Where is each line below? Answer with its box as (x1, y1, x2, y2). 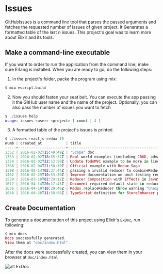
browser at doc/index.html (5, 254, 58, 260)
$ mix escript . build (5, 85, 47, 90)
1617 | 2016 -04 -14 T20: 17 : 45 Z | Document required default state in (5, 181, 145, 187)
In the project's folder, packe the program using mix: (12, 76, 117, 81)
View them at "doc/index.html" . (5, 241, 70, 245)
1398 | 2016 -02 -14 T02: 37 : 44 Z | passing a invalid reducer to (5, 168, 131, 173)
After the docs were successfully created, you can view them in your (5, 249, 143, 255)
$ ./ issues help (5, 113, 38, 119)
